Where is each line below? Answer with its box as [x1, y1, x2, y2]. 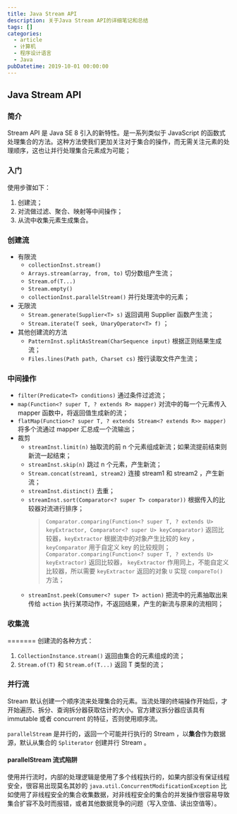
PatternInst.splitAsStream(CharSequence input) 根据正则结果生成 [28, 336, 222, 345]
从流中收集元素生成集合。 [17, 216, 92, 224]
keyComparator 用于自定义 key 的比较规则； [45, 543, 171, 552]
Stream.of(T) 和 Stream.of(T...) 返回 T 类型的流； [17, 660, 166, 669]
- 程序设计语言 [13, 50, 52, 57]
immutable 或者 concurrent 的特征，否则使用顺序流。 [7, 714, 162, 723]
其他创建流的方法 [17, 327, 68, 336]
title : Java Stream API [7, 10, 78, 18]
